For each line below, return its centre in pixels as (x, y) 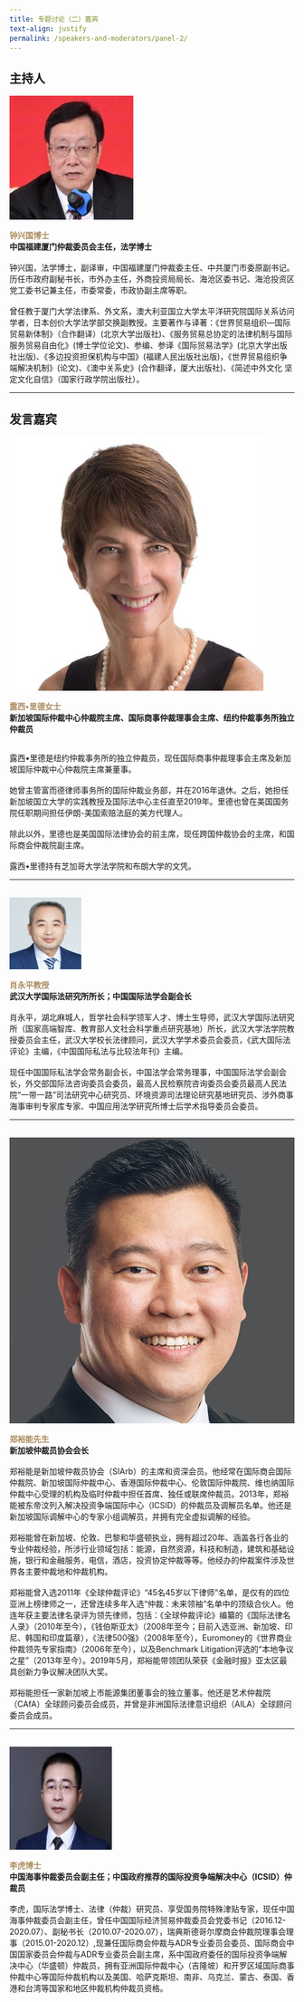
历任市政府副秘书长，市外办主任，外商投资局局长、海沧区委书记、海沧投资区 (152, 279)
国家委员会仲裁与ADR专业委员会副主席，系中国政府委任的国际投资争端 (148, 1954)
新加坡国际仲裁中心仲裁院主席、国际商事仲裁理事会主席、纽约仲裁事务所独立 (152, 717)
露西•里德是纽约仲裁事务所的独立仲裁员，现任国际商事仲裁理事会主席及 (142, 758)
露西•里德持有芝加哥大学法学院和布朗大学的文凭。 (103, 866)
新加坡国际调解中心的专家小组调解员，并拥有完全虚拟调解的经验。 (132, 1516)
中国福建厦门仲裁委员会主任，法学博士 (81, 247)
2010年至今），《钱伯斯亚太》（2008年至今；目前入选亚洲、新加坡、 (161, 1626)
